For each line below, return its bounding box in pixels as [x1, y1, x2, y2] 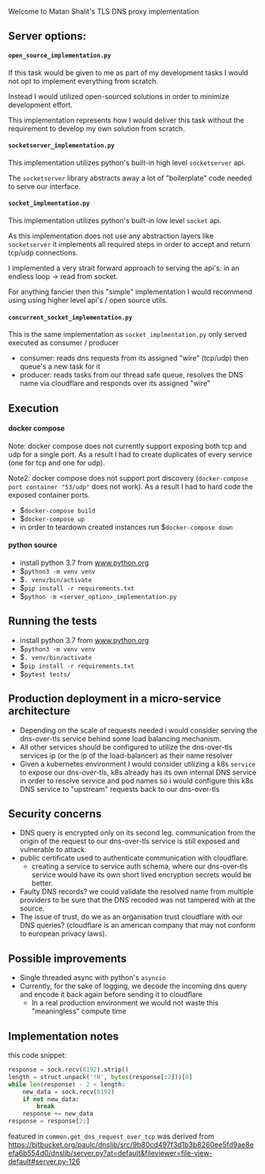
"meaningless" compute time [31, 1006, 127, 1016]
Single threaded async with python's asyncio [19, 973, 166, 983]
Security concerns [8, 807, 102, 821]
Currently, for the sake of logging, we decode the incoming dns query [19, 981, 248, 991]
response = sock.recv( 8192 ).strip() [8, 1066, 129, 1074]
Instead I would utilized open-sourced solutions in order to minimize [8, 91, 229, 101]
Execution [8, 401, 59, 415]
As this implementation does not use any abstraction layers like [8, 231, 214, 240]
